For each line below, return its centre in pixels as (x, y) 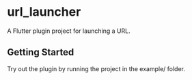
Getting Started (41, 52)
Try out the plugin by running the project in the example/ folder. (96, 68)
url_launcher (44, 12)
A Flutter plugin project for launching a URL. (69, 31)
